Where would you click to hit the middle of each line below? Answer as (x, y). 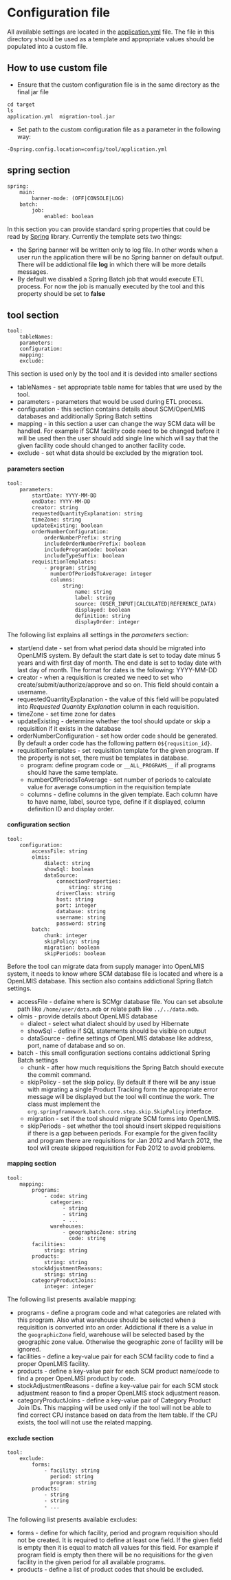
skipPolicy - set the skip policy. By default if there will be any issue (122, 1082)
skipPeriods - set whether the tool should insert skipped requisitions (124, 1126)
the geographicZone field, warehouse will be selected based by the (111, 1334)
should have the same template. (73, 772)
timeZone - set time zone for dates (66, 714)
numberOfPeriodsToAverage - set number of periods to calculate (119, 780)
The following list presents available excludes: (72, 1519)
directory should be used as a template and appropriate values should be (111, 39)
